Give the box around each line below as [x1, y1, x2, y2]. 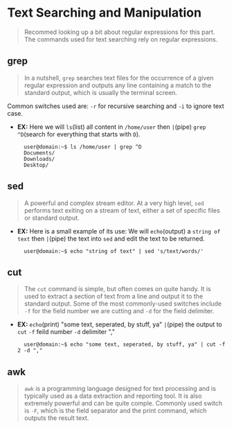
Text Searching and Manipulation [7, 5, 202, 21]
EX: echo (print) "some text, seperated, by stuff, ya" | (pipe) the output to [17, 320, 223, 329]
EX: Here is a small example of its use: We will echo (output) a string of [17, 227, 221, 235]
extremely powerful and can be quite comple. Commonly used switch [24, 399, 223, 408]
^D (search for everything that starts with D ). [17, 130, 141, 138]
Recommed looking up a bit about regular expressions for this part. [24, 28, 215, 36]
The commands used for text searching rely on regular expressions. [24, 35, 218, 43]
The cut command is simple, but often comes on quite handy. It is [24, 285, 211, 293]
